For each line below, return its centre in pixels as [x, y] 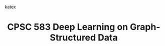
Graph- [145, 27]
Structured [73, 38]
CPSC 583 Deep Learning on [68, 27]
